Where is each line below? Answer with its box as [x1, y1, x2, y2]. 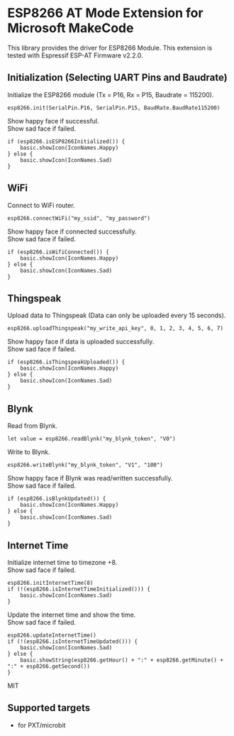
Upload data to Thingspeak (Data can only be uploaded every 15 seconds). [7, 311, 226, 320]
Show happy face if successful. [7, 116, 99, 125]
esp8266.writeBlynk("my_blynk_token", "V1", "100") [7, 461, 163, 469]
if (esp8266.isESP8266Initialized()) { [7, 138, 126, 145]
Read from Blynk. [7, 422, 58, 430]
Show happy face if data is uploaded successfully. [7, 337, 155, 346]
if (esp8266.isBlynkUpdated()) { [7, 495, 106, 502]
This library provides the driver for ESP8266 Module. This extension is [7, 43, 213, 52]
